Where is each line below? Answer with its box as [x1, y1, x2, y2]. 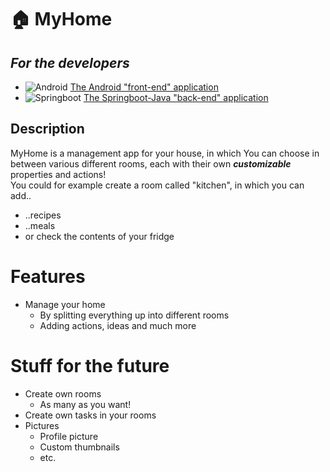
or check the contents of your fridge [24, 230, 175, 242]
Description [10, 121, 85, 138]
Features [10, 266, 86, 288]
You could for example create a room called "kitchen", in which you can [10, 179, 305, 191]
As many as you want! [39, 398, 132, 410]
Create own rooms [24, 387, 102, 400]
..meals [24, 219, 56, 231]
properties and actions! [10, 168, 107, 180]
